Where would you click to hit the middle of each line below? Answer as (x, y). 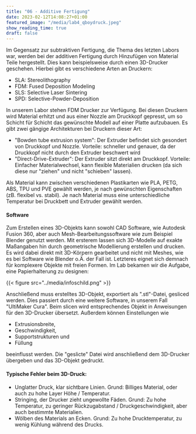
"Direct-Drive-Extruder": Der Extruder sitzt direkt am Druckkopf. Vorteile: (102, 159)
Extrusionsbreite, (35, 324)
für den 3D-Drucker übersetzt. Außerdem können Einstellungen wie (87, 313)
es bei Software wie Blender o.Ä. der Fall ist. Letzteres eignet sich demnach (97, 259)
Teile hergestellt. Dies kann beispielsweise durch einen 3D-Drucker (87, 63)
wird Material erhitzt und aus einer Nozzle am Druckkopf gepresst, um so (94, 116)
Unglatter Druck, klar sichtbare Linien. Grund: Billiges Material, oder (96, 387)
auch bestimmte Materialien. (49, 412)
